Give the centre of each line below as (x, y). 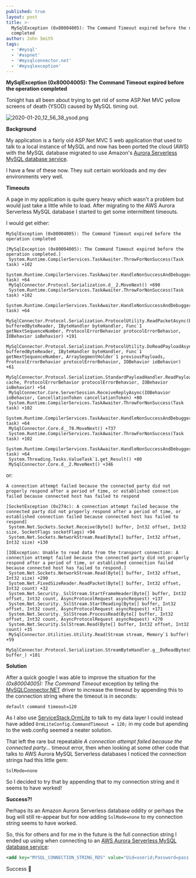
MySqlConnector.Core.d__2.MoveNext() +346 (61, 464)
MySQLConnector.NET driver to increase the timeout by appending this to (95, 690)
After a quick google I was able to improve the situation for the (81, 678)
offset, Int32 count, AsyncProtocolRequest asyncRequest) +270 (85, 619)
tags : (13, 45)
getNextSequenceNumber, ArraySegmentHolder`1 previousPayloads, (86, 357)
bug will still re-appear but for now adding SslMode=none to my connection (94, 817)
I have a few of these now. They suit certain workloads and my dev (86, 170)
